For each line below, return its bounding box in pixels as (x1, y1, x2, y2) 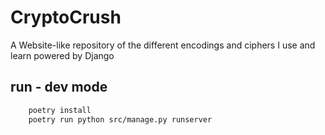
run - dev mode (10, 79, 108, 96)
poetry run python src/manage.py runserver (28, 114, 213, 125)
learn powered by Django (10, 49, 115, 61)
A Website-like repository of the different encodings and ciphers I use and (10, 39, 316, 51)
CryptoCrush (10, 6, 122, 29)
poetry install (28, 105, 92, 115)
